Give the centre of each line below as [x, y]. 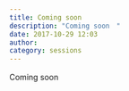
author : [24, 42]
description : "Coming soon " [65, 26]
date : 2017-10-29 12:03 [54, 34]
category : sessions [46, 51]
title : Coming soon [46, 17]
